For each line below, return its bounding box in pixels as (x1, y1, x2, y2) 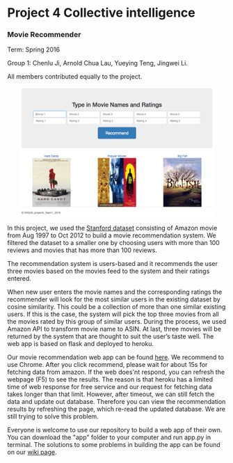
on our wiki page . (7, 448, 57, 457)
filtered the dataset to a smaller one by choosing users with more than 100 (7, 239, 220, 247)
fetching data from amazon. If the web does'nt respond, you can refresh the (7, 368, 225, 377)
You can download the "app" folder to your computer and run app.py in (7, 433, 211, 441)
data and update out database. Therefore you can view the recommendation (7, 398, 226, 406)
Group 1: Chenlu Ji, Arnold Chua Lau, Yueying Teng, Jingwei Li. (7, 59, 188, 68)
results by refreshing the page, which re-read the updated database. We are (7, 405, 226, 414)
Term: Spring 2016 (7, 45, 61, 54)
